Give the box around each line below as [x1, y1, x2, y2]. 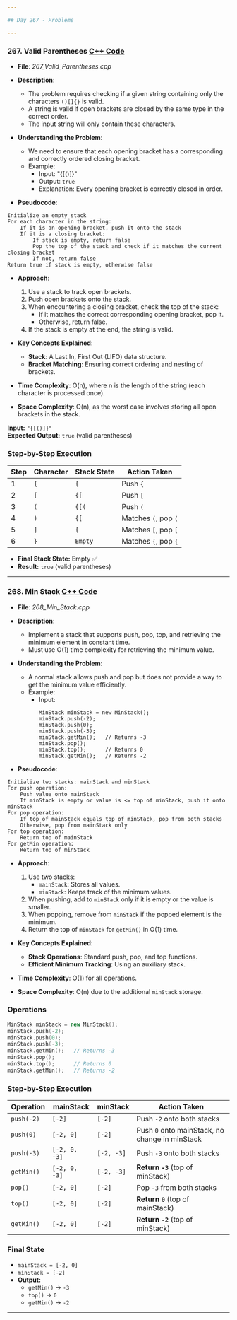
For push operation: [7, 784, 68, 792]
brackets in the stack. [17, 409, 80, 418]
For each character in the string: [7, 218, 112, 225]
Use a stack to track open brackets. [28, 287, 132, 296]
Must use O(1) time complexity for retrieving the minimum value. [28, 645, 214, 654]
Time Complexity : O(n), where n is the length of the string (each [17, 381, 206, 390]
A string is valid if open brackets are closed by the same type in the [28, 104, 224, 113]
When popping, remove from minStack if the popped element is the [28, 910, 222, 918]
